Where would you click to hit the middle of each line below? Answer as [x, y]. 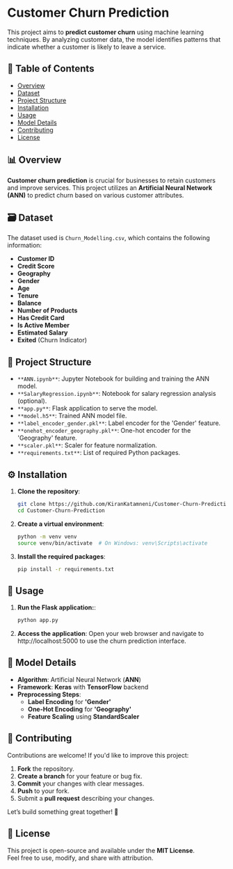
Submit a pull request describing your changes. [86, 798]
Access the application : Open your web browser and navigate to [110, 634]
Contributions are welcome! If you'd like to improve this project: [98, 755]
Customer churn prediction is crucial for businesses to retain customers [111, 180]
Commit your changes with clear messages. [81, 783]
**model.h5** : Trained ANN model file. [72, 416]
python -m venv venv [47, 536]
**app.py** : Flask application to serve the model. [87, 408]
